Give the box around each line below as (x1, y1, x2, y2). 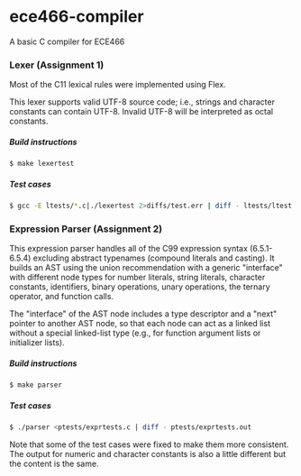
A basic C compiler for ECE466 (9, 36, 125, 47)
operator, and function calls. (9, 291, 114, 302)
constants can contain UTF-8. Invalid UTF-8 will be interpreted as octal (9, 106, 273, 117)
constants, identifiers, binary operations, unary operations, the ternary (9, 281, 270, 292)
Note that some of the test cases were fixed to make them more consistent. (9, 439, 289, 450)
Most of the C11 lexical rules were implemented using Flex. (9, 79, 227, 90)
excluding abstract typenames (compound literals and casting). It (32, 252, 275, 263)
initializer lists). (9, 337, 65, 348)
